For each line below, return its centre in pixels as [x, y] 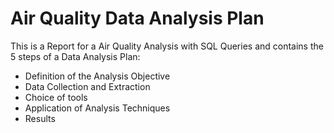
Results [40, 118]
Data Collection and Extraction [87, 86]
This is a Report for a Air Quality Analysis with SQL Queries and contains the [167, 46]
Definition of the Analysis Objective [97, 76]
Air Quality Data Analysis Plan [137, 18]
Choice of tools [56, 97]
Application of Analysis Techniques [97, 108]
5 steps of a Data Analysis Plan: [75, 56]
